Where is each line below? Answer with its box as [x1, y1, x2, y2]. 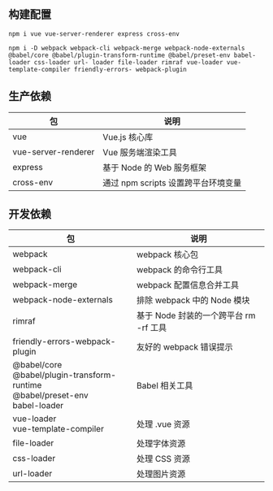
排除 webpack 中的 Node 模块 [136, 295, 250, 306]
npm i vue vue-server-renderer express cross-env [8, 29, 180, 38]
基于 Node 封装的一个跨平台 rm [136, 310, 256, 321]
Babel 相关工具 [136, 380, 193, 392]
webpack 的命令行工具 [136, 264, 223, 276]
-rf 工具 [136, 322, 167, 333]
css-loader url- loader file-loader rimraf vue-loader [33, 58, 223, 67]
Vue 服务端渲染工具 [102, 146, 177, 158]
